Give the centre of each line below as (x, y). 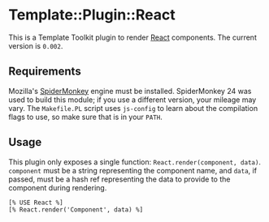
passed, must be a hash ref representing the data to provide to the (119, 179)
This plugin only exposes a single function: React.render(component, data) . (135, 162)
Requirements (45, 72)
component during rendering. (58, 187)
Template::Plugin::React (92, 15)
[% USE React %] (36, 203)
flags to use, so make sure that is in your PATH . (85, 117)
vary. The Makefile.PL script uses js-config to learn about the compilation (133, 108)
